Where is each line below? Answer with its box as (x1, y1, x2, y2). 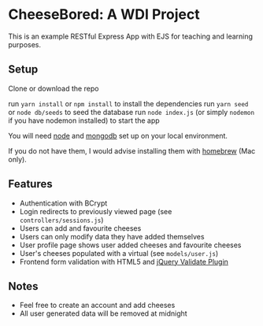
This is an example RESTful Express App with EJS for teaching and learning (8, 31, 254, 41)
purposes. (8, 39, 42, 49)
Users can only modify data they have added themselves (19, 232, 205, 241)
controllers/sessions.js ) (19, 215, 104, 224)
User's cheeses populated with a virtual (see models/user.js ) (19, 248, 219, 257)
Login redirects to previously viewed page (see (19, 206, 172, 216)
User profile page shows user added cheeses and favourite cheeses (19, 240, 242, 250)
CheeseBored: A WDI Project (8, 6, 200, 24)
